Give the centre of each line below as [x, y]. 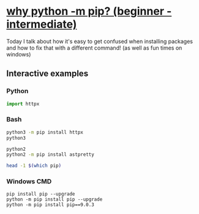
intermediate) [42, 24]
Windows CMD [29, 182]
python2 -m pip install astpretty [51, 155]
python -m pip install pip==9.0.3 [51, 205]
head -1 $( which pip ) [34, 166]
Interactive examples [47, 74]
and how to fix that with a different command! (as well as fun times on [94, 48]
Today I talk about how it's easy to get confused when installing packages [99, 41]
